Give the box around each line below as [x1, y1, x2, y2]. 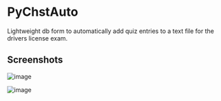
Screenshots [7, 54, 63, 66]
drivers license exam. [7, 34, 68, 42]
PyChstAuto [7, 4, 78, 20]
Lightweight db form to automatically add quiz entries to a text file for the [7, 27, 215, 35]
